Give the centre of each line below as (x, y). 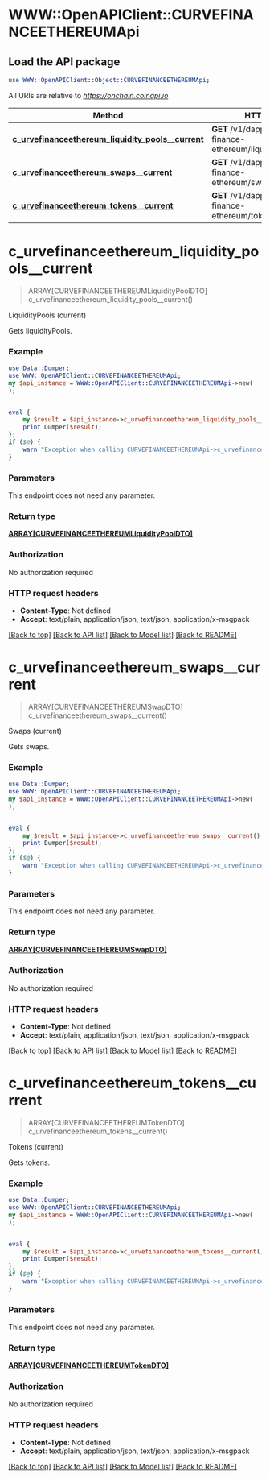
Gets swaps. (29, 746)
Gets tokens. (29, 1162)
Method (108, 115)
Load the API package (64, 62)
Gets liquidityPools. (40, 330)
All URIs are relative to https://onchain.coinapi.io (88, 95)
